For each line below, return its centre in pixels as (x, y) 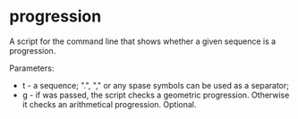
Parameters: (32, 68)
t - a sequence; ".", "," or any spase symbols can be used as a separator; (155, 85)
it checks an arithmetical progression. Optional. (109, 104)
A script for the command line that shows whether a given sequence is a (143, 41)
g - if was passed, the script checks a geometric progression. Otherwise (156, 95)
